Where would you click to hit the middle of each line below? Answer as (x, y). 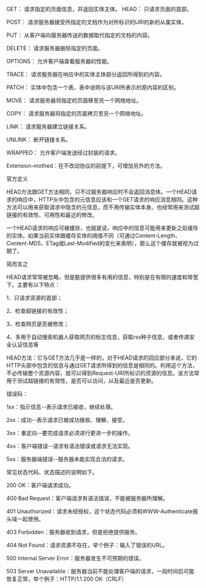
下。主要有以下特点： (33, 285)
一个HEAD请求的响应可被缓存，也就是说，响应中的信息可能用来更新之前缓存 (102, 228)
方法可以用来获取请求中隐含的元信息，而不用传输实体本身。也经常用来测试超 (103, 207)
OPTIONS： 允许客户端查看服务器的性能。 (59, 61)
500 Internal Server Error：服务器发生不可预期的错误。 (75, 558)
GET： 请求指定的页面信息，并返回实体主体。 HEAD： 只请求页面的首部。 (99, 9)
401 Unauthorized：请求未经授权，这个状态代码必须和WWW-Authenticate (100, 511)
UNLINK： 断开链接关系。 (39, 139)
